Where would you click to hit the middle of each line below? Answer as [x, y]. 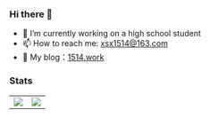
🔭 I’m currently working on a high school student [111, 34]
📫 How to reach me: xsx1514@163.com [95, 43]
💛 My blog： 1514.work [63, 58]
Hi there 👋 [31, 14]
